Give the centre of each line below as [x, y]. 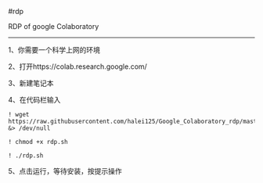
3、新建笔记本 [31, 83]
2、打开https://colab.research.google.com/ [77, 66]
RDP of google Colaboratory [54, 26]
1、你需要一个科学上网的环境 [54, 50]
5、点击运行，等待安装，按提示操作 [65, 171]
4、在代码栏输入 [34, 100]
